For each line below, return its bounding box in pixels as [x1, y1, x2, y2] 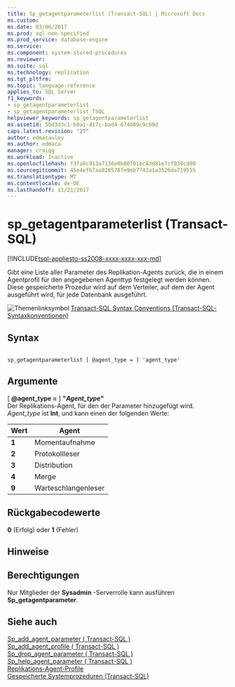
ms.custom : [7, 17, 39, 24]
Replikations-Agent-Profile [7, 664, 84, 673]
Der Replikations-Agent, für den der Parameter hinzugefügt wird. [7, 401, 195, 410]
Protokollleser [34, 449, 81, 458]
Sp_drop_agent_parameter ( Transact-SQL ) [7, 649, 133, 658]
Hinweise [7, 546, 49, 558]
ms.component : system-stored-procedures [7, 50, 128, 57]
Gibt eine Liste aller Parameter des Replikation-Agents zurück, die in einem [7, 268, 224, 277]
